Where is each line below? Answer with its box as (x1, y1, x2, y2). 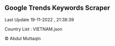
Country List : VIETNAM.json (4, 26, 62, 32)
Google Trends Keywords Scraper (4, 4, 110, 12)
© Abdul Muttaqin (4, 35, 41, 41)
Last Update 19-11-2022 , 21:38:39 (4, 16, 74, 22)
